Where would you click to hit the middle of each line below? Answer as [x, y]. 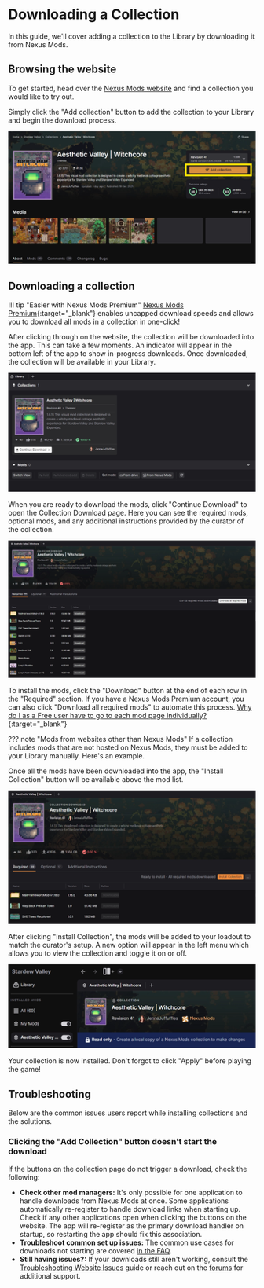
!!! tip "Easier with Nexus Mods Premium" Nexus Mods [96, 305]
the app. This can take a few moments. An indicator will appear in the [120, 345]
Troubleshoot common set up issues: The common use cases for [126, 1242]
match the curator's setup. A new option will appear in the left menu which [129, 945]
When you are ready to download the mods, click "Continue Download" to [128, 504]
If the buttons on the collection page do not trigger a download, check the [128, 1169]
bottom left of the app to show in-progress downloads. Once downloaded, [128, 354]
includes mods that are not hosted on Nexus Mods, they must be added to [128, 747]
